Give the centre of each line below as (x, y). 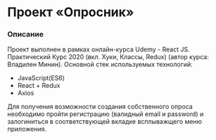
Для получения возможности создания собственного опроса (100, 107)
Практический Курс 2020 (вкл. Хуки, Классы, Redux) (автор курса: (108, 57)
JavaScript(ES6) (41, 78)
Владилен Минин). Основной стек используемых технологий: (100, 65)
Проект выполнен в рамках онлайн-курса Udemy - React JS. (99, 49)
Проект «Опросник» (71, 12)
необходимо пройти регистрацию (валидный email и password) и (106, 114)
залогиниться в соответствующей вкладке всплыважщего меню (105, 122)
